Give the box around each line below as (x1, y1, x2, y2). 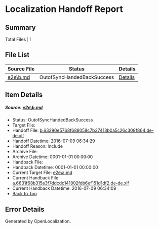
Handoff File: (12, 127, 39, 133)
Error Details (5, 205, 44, 214)
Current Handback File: (12, 175, 60, 181)
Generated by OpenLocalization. (5, 218, 71, 224)
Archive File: (12, 149, 38, 155)
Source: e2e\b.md (5, 104, 43, 110)
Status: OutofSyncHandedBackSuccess (12, 117, 93, 123)
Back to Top (12, 191, 37, 197)
